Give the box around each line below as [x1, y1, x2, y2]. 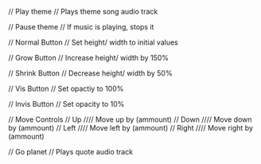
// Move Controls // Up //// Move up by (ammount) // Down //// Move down [8, 115, 252, 124]
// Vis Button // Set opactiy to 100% [8, 84, 124, 93]
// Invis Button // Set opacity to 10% [8, 100, 125, 108]
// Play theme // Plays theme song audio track [8, 7, 158, 16]
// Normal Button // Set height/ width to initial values [8, 37, 179, 47]
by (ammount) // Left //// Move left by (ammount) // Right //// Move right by [8, 123, 253, 132]
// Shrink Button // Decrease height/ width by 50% [8, 68, 173, 78]
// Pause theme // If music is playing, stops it [8, 22, 154, 31]
